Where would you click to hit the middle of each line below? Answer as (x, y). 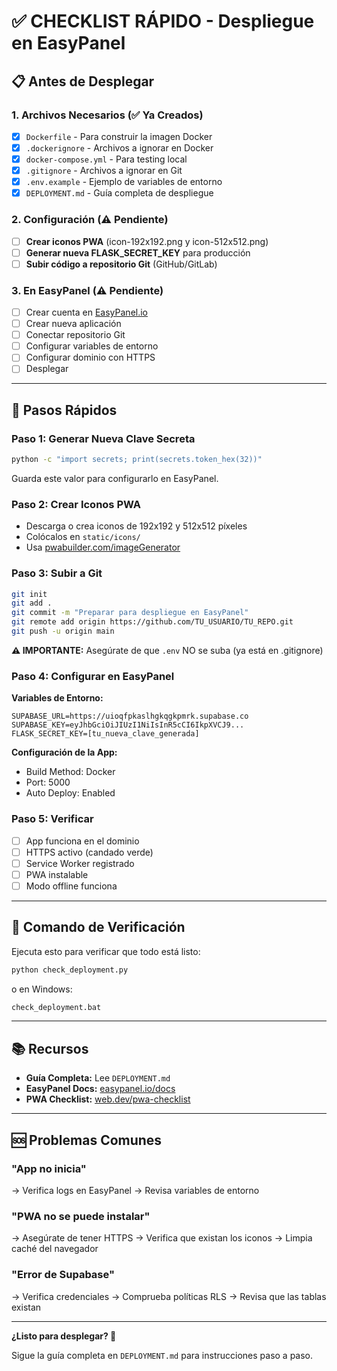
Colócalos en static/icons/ (83, 537)
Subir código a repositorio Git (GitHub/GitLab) (121, 264)
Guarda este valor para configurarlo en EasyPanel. (115, 478)
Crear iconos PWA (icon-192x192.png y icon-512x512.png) (147, 241)
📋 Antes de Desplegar (83, 81)
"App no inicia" (49, 1168)
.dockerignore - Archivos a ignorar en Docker (119, 147)
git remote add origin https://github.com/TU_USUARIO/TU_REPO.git (152, 622)
